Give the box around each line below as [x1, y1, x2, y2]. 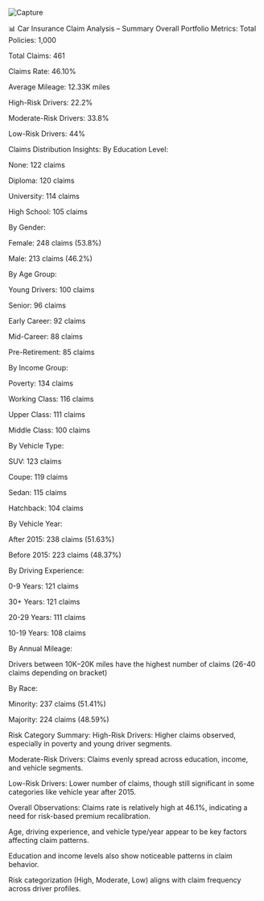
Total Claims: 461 [8, 51, 66, 60]
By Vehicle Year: [8, 519, 63, 528]
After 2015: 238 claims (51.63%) [8, 535, 115, 543]
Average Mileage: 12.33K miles [8, 82, 110, 92]
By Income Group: [8, 363, 68, 372]
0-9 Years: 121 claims [8, 581, 79, 591]
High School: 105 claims [8, 207, 89, 217]
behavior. [8, 860, 39, 869]
